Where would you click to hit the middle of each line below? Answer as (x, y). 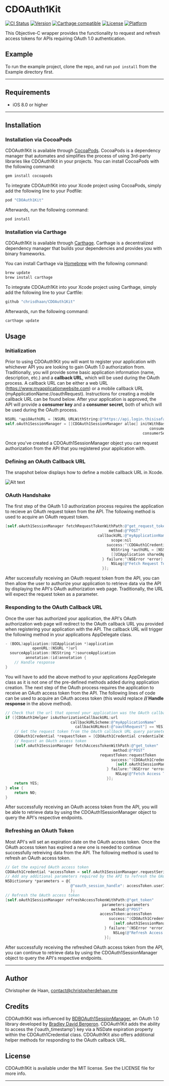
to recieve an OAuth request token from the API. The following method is (80, 511)
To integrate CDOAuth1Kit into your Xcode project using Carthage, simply (81, 287)
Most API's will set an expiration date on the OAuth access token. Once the (83, 842)
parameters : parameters (126, 905)
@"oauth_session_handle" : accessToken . (112, 886)
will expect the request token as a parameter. (52, 594)
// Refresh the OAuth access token (43, 895)
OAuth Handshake (28, 495)
